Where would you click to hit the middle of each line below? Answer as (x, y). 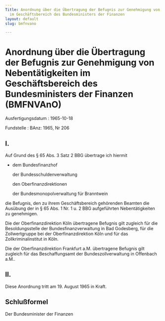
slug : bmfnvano (21, 23)
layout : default (22, 19)
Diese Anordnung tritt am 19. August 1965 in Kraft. (56, 286)
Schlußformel (27, 302)
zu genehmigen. (22, 214)
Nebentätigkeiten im (48, 73)
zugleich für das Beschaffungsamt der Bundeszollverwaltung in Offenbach (81, 254)
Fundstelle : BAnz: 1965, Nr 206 (37, 128)
